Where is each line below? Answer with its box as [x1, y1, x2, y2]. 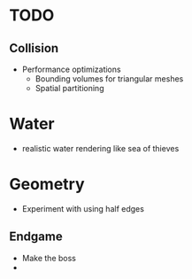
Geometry [9, 174, 86, 195]
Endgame [9, 229, 64, 244]
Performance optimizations [21, 64, 121, 74]
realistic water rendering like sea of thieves [21, 143, 180, 153]
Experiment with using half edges [21, 203, 144, 213]
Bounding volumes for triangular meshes [35, 74, 184, 84]
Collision [9, 41, 59, 56]
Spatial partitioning [35, 83, 104, 93]
